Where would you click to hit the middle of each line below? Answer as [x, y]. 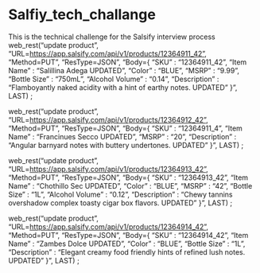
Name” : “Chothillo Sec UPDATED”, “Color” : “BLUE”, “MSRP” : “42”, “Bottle [130, 185]
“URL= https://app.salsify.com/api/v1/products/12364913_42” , [108, 169]
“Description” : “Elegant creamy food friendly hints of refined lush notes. [127, 252]
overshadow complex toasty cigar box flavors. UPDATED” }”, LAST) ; [120, 203]
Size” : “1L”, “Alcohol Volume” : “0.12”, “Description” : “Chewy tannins [120, 194]
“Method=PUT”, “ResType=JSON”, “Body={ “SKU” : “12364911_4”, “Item [125, 128]
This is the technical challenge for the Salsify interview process [112, 37]
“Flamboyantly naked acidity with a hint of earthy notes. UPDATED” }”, [123, 87]
